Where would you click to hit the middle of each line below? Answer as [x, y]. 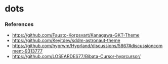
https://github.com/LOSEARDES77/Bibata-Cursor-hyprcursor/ [76, 56]
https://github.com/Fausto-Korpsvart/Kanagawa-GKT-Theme [76, 35]
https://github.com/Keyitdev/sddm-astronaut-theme [66, 40]
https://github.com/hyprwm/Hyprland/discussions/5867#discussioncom [87, 46]
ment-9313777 [27, 51]
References [19, 24]
